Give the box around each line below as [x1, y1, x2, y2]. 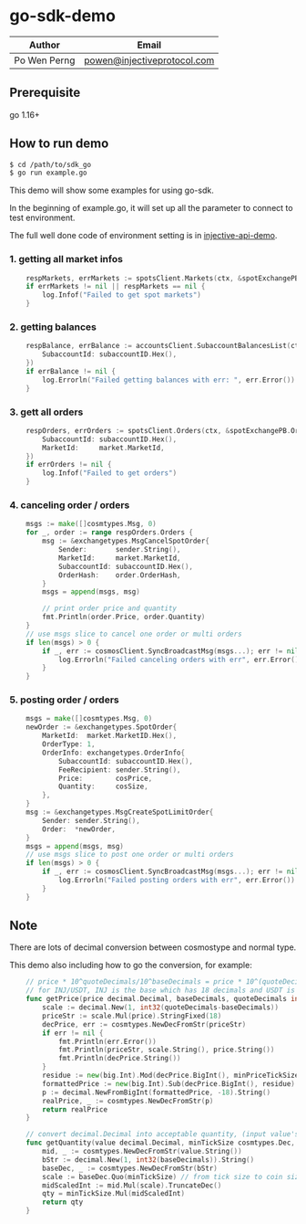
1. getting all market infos [9, 253, 123, 266]
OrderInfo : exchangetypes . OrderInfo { [42, 748, 185, 757]
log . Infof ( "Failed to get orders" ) [42, 469, 178, 478]
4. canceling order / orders [9, 499, 130, 512]
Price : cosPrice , [57, 774, 153, 783]
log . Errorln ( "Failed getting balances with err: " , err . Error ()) [42, 375, 296, 385]
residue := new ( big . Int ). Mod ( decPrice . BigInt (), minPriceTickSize [42, 1071, 300, 1081]
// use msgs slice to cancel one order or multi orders [25, 629, 243, 638]
